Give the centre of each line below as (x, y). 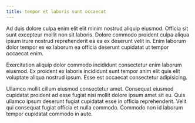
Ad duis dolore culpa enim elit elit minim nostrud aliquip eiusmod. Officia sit (97, 28)
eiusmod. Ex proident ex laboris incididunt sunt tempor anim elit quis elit (93, 71)
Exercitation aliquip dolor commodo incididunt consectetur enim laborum (94, 65)
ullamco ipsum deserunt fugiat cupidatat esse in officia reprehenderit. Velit (96, 101)
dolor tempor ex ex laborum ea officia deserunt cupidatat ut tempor (88, 47)
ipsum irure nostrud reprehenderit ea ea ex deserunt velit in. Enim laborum (96, 41)
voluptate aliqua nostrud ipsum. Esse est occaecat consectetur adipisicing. (97, 77)
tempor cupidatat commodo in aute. (49, 114)
